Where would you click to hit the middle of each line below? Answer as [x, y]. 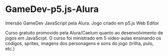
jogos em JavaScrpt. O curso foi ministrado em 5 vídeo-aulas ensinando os [83, 38]
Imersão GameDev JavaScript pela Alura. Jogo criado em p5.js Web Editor [82, 23]
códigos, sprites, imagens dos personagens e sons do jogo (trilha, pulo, [79, 43]
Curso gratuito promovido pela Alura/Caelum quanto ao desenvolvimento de [84, 32]
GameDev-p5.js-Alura [52, 9]
